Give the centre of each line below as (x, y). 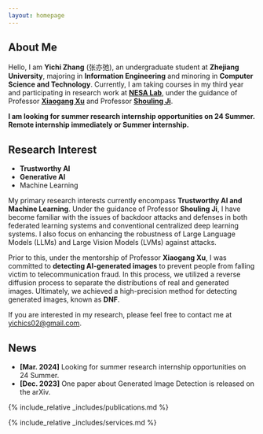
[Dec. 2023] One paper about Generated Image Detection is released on (137, 384)
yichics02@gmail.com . (45, 323)
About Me (33, 48)
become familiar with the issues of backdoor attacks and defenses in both (128, 217)
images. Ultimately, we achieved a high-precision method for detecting (123, 291)
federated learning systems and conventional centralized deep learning (124, 226)
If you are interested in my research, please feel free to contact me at (120, 315)
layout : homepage (37, 15)
